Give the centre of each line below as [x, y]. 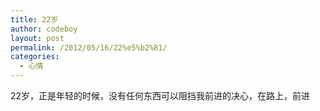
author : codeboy [44, 29]
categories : [35, 57]
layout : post [37, 38]
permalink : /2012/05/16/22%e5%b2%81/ [89, 47]
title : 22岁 [34, 19]
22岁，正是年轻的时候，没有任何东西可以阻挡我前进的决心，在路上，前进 [160, 95]
